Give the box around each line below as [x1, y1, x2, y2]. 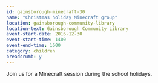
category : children [6, 48, 56, 54]
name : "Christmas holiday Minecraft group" [6, 14, 118, 20]
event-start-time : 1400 [6, 37, 67, 43]
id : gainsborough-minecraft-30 [6, 8, 85, 15]
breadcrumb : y [6, 54, 42, 60]
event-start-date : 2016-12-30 [6, 31, 83, 37]
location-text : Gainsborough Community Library [6, 25, 129, 32]
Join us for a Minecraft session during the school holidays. [6, 70, 153, 77]
